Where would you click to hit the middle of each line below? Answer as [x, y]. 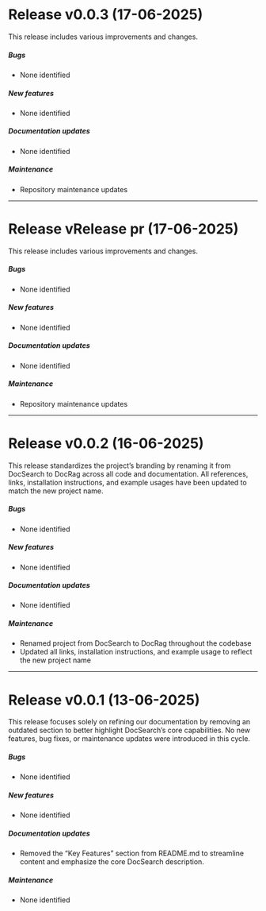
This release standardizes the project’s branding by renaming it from [120, 465]
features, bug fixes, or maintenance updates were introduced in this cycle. [129, 739]
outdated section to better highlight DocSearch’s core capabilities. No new [129, 730]
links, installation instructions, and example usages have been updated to [127, 482]
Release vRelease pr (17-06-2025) [123, 229]
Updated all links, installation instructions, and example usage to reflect [136, 652]
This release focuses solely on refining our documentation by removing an [129, 722]
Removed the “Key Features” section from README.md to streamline [131, 853]
